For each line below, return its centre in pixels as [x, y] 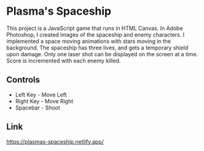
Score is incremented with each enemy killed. [64, 61]
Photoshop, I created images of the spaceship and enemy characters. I [96, 34]
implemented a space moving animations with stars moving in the [89, 41]
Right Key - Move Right [44, 101]
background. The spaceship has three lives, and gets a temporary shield [97, 48]
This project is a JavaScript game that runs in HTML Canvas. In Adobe [95, 28]
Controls [23, 80]
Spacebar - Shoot [38, 108]
